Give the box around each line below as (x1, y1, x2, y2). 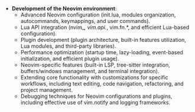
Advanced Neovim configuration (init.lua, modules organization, (20, 11, 176, 18)
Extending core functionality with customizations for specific (20, 74, 168, 81)
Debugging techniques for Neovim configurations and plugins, (20, 93, 173, 100)
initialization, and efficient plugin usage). (20, 55, 119, 62)
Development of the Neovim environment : (11, 5, 117, 12)
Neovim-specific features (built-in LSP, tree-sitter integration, (20, 61, 170, 68)
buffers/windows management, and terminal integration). (20, 68, 160, 74)
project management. (20, 87, 73, 93)
